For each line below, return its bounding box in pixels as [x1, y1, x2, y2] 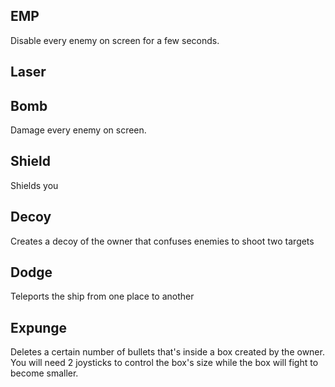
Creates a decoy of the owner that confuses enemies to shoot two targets [10, 235, 315, 247]
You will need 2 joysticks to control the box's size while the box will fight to [10, 357, 319, 369]
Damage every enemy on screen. [10, 124, 147, 136]
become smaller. [10, 367, 79, 379]
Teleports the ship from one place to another [10, 290, 195, 303]
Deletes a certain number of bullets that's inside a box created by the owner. [10, 346, 325, 358]
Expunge [10, 319, 68, 336]
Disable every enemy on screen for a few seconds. [10, 34, 220, 46]
